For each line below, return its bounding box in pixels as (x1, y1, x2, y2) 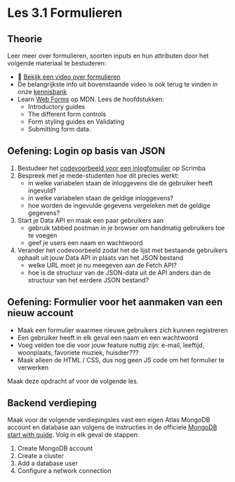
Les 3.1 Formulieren (7, 5, 123, 21)
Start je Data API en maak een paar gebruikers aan (17, 216, 164, 224)
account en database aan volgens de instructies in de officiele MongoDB (7, 423, 217, 431)
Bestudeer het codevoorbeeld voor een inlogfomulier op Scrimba (17, 164, 206, 172)
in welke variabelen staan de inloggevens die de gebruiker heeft (27, 178, 213, 187)
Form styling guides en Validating (27, 117, 125, 126)
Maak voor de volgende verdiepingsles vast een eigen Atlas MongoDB (7, 416, 210, 424)
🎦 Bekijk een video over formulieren (17, 72, 121, 81)
